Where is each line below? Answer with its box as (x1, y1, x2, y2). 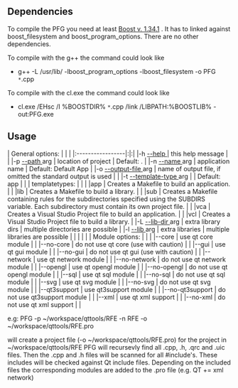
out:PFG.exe (17, 109, 55, 118)
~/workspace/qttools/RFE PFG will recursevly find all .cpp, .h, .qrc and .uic (7, 343, 225, 351)
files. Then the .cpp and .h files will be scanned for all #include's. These (7, 350, 218, 359)
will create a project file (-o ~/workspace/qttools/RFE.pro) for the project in (7, 335, 227, 344)
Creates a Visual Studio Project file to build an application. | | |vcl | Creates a (7, 210, 231, 218)
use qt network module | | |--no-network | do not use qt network (36, 255, 226, 264)
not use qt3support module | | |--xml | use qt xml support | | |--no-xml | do (7, 293, 226, 301)
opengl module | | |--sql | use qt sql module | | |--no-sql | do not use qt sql (7, 270, 226, 279)
